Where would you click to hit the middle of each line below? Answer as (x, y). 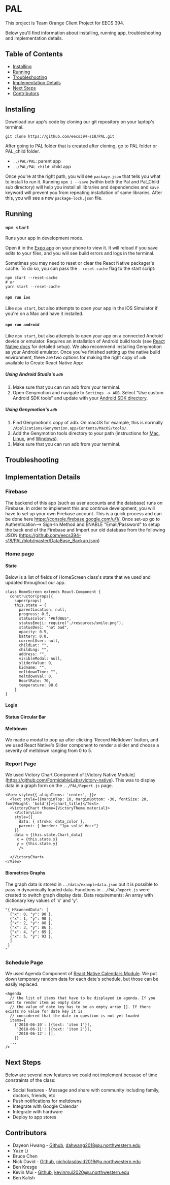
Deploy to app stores (35, 1117)
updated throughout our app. (36, 582)
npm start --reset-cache (31, 278)
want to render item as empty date (43, 1002)
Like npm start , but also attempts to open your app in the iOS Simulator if (82, 308)
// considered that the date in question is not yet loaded (75, 1016)
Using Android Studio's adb (34, 375)
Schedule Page (24, 962)
